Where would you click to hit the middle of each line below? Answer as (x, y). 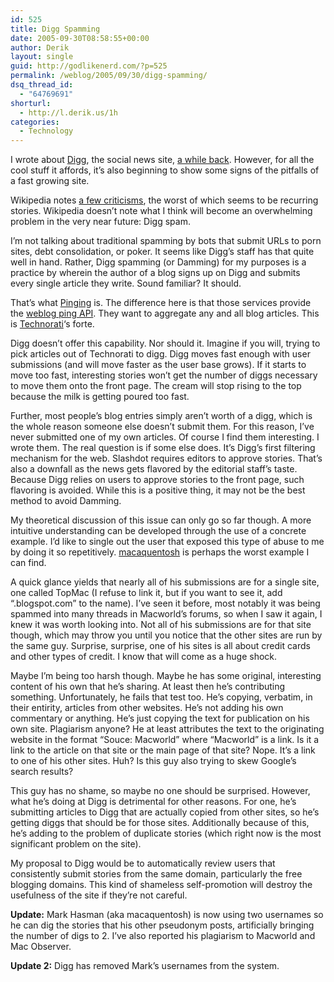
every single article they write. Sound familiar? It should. (126, 283)
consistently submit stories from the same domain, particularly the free (156, 874)
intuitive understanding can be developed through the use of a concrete (158, 531)
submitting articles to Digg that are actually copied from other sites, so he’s (165, 812)
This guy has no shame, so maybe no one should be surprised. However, (160, 791)
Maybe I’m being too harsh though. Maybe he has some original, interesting (166, 676)
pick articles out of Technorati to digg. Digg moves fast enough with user (160, 354)
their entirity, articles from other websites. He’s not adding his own (147, 708)
